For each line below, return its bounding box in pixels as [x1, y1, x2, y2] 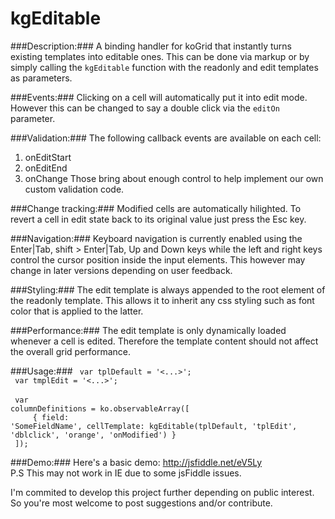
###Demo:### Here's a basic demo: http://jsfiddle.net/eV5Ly [10, 456, 263, 468]
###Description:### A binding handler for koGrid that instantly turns [10, 40, 292, 52]
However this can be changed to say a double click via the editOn [10, 102, 280, 114]
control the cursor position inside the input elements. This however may [10, 253, 306, 266]
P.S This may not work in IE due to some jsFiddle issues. [10, 467, 242, 479]
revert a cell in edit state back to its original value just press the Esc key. [10, 213, 307, 225]
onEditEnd [24, 162, 68, 174]
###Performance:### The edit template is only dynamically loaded [10, 324, 287, 336]
